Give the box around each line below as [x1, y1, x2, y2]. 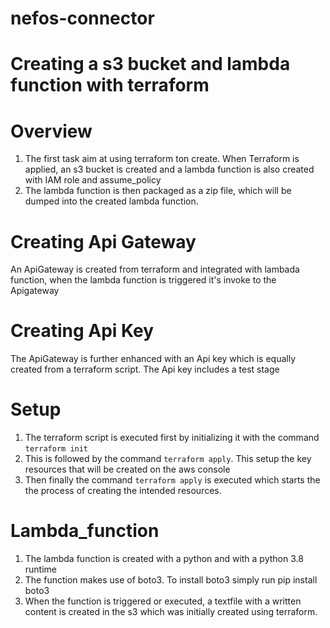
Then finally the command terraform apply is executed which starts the [24, 474, 321, 486]
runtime [24, 563, 58, 576]
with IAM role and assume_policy [24, 174, 162, 186]
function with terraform [10, 74, 210, 97]
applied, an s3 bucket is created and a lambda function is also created [24, 163, 315, 176]
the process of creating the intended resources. [24, 485, 222, 497]
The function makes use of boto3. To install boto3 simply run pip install [24, 574, 318, 586]
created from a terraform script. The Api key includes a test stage [10, 363, 280, 376]
